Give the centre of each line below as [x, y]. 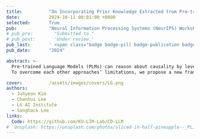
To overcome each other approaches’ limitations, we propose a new [97, 72]
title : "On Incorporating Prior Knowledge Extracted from [92, 12]
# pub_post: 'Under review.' [50, 39]
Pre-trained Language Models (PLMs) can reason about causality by [97, 67]
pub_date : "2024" [36, 50]
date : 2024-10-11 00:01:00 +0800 [61, 17]
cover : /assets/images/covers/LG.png [65, 83]
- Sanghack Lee [30, 110]
